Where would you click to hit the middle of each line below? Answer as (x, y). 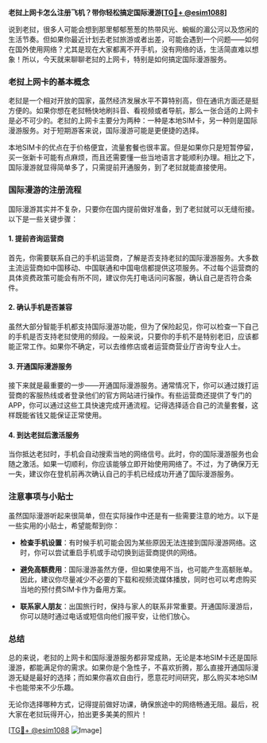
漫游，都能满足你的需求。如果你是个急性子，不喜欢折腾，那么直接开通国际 (130, 667)
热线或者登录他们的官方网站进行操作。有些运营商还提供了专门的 (147, 395)
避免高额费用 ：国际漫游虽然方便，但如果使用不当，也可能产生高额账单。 (138, 569)
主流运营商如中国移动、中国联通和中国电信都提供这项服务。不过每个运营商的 (133, 268)
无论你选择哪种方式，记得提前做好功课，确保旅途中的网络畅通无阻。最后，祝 (133, 704)
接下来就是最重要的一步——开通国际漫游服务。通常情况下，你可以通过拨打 (130, 385)
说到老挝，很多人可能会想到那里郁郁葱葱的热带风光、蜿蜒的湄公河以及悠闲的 (133, 29)
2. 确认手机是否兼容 (41, 307)
